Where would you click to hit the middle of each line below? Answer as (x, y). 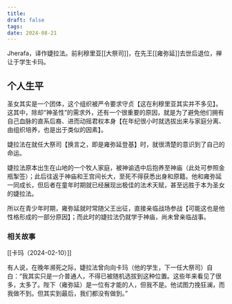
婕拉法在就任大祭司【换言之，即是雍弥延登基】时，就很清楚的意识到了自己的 (116, 144)
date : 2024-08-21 (32, 33)
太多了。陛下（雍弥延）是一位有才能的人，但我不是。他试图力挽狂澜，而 (122, 285)
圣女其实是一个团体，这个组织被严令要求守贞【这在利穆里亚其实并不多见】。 (115, 104)
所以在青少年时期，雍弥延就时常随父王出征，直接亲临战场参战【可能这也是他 (116, 209)
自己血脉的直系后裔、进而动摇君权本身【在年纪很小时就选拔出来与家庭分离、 (116, 121)
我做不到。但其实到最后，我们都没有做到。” (68, 294)
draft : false (26, 20)
